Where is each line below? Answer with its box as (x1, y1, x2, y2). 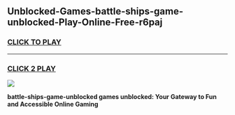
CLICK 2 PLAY (7, 63, 56, 73)
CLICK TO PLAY (7, 38, 62, 47)
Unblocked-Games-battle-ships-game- (7, 6, 184, 17)
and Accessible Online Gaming (7, 100, 99, 108)
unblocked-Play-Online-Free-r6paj (7, 17, 163, 29)
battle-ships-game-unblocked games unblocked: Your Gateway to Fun (7, 92, 217, 100)
